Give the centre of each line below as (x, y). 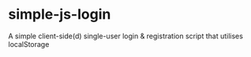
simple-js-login (60, 14)
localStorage (29, 44)
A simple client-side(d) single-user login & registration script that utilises (126, 36)
